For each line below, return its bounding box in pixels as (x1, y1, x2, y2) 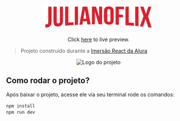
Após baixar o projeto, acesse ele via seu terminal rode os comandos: (6, 91, 175, 98)
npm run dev (6, 109, 35, 116)
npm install (6, 103, 35, 109)
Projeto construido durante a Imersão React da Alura (20, 47, 148, 54)
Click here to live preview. (67, 36, 130, 43)
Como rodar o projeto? (6, 76, 90, 86)
